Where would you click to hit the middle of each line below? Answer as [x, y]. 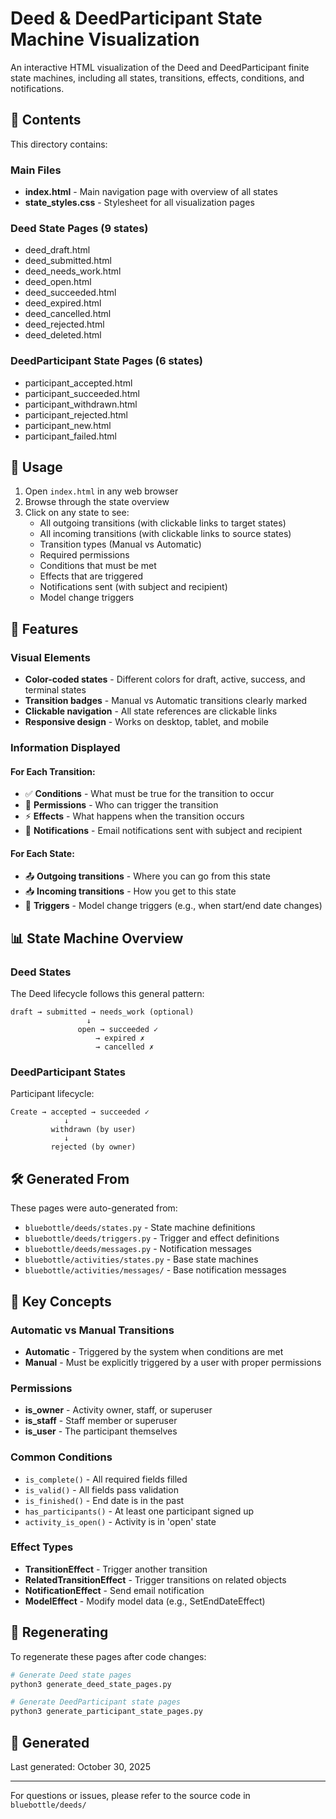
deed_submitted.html [68, 261]
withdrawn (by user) [93, 1130]
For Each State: [42, 853]
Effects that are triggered [91, 576]
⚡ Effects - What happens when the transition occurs [134, 816]
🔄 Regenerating [59, 1632]
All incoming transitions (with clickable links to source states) [165, 534]
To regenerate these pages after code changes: [108, 1656]
